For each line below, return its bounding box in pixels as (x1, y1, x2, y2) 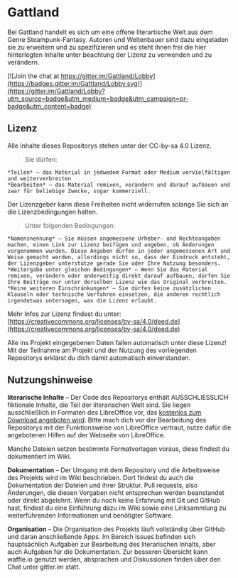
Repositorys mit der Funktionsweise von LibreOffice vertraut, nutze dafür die (7, 423, 232, 432)
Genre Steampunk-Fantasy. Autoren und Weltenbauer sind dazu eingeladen (7, 35, 229, 43)
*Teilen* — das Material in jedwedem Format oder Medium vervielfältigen (7, 168, 231, 176)
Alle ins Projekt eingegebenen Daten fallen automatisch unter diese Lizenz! (7, 338, 227, 347)
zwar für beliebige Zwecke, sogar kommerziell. (7, 187, 151, 195)
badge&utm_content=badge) (7, 102, 92, 110)
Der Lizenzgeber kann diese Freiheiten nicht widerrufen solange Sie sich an (7, 200, 229, 208)
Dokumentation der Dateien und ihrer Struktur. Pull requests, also (7, 481, 198, 489)
